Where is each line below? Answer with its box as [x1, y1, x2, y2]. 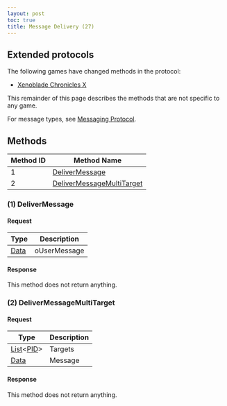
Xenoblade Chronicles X [17, 81, 87, 89]
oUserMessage [34, 246, 85, 255]
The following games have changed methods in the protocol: [7, 67, 181, 76]
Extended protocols [7, 49, 94, 60]
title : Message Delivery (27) [7, 23, 95, 30]
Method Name [74, 155, 122, 165]
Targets [49, 344, 74, 354]
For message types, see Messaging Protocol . [7, 115, 137, 124]
